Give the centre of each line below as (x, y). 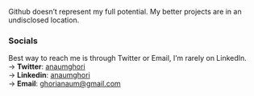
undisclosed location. (44, 20)
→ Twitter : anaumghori (47, 66)
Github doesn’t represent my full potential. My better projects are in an (125, 12)
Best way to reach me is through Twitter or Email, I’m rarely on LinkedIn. (128, 58)
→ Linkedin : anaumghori (49, 75)
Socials (23, 41)
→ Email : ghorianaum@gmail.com (65, 84)
